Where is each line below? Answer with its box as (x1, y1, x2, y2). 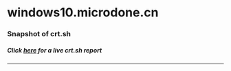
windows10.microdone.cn (7, 5, 159, 20)
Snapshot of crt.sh (7, 29, 71, 39)
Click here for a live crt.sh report (7, 46, 102, 54)
